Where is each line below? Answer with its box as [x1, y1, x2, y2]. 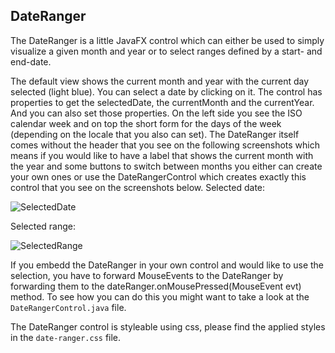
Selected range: [10, 220, 76, 232]
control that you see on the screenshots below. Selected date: [10, 181, 266, 193]
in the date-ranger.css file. [10, 331, 122, 343]
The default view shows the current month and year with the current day [10, 75, 310, 87]
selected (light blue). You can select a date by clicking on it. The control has [10, 85, 323, 98]
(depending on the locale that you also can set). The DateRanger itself [10, 128, 300, 140]
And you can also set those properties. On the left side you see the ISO [10, 107, 303, 119]
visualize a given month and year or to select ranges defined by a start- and [10, 45, 323, 57]
